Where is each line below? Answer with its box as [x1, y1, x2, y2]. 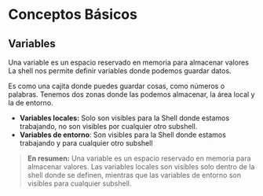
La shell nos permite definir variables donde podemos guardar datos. [8, 66, 232, 76]
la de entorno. [8, 98, 53, 107]
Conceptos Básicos [8, 6, 137, 24]
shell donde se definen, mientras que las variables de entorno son [27, 171, 242, 179]
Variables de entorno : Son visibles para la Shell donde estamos [19, 130, 226, 139]
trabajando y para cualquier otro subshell [19, 139, 153, 147]
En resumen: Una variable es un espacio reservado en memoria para [27, 153, 251, 163]
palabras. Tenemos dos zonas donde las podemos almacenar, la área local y [8, 90, 255, 99]
